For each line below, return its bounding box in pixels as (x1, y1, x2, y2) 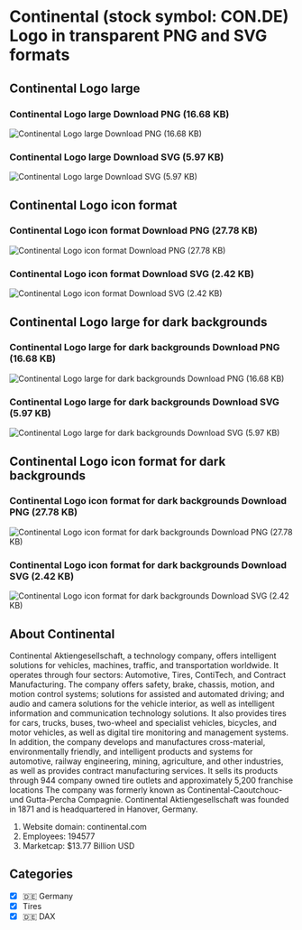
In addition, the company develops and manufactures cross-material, (9, 736, 266, 747)
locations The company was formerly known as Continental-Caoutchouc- (9, 784, 283, 795)
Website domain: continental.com (22, 821, 147, 832)
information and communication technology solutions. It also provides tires (9, 707, 287, 719)
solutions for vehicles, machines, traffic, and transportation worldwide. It (9, 659, 279, 670)
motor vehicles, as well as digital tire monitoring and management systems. (9, 727, 288, 738)
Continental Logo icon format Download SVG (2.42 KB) (9, 267, 255, 280)
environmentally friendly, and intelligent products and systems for (9, 746, 253, 757)
